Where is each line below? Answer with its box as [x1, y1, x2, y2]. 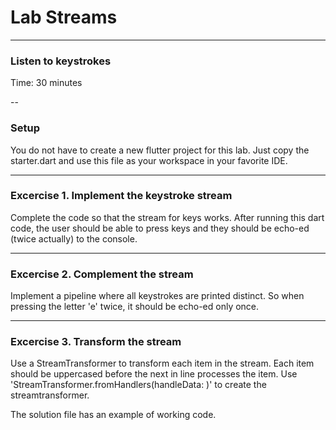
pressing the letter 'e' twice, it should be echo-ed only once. [10, 301, 260, 313]
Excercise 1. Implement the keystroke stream [10, 189, 233, 203]
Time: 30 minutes [10, 77, 83, 89]
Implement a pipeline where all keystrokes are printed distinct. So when [10, 290, 305, 302]
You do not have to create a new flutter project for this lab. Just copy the [10, 144, 310, 156]
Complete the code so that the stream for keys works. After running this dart [10, 211, 325, 223]
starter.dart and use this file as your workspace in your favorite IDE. [10, 154, 288, 166]
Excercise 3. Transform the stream [10, 335, 182, 349]
